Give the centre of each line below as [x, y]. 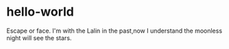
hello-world [40, 12]
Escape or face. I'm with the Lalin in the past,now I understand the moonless [114, 31]
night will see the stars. [39, 37]
